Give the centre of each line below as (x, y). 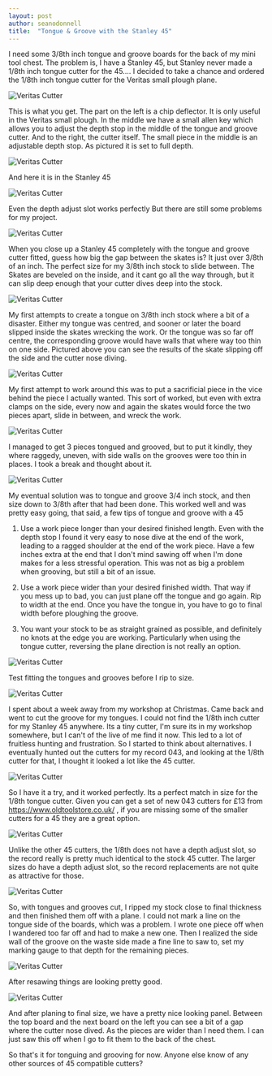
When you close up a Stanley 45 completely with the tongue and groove (129, 249)
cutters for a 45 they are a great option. (74, 819)
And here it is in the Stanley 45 (60, 177)
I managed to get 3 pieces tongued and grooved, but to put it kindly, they (130, 447)
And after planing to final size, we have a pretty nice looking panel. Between (136, 1013)
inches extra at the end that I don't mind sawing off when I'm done (131, 555)
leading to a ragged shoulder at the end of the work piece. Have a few (137, 546)
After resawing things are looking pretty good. (85, 982)
